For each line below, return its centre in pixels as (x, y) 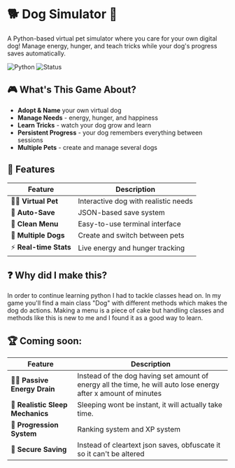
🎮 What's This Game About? (72, 90)
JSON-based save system (122, 212)
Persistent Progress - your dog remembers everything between (110, 132)
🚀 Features (31, 170)
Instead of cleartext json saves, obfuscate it (149, 445)
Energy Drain (33, 389)
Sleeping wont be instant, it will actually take (150, 405)
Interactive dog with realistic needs (136, 201)
